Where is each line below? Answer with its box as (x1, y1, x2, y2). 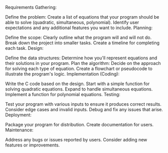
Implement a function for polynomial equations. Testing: (5, 92, 120, 97)
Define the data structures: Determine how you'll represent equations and (5, 55, 157, 61)
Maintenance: (5, 127, 34, 133)
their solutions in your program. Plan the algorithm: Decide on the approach (5, 60, 161, 66)
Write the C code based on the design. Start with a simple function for (5, 81, 150, 87)
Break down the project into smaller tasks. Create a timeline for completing (5, 40, 159, 46)
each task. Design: (5, 45, 44, 51)
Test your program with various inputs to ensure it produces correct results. (5, 101, 161, 107)
